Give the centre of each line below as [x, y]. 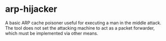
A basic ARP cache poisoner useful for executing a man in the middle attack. [83, 23]
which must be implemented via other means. [52, 33]
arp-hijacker [31, 9]
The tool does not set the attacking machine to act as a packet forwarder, [80, 28]
